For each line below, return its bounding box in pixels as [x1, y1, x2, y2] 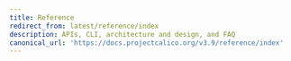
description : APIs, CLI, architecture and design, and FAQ [9, 30, 236, 39]
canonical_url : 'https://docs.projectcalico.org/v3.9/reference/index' [9, 38, 284, 48]
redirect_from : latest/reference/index [9, 22, 159, 30]
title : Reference [9, 13, 75, 22]
